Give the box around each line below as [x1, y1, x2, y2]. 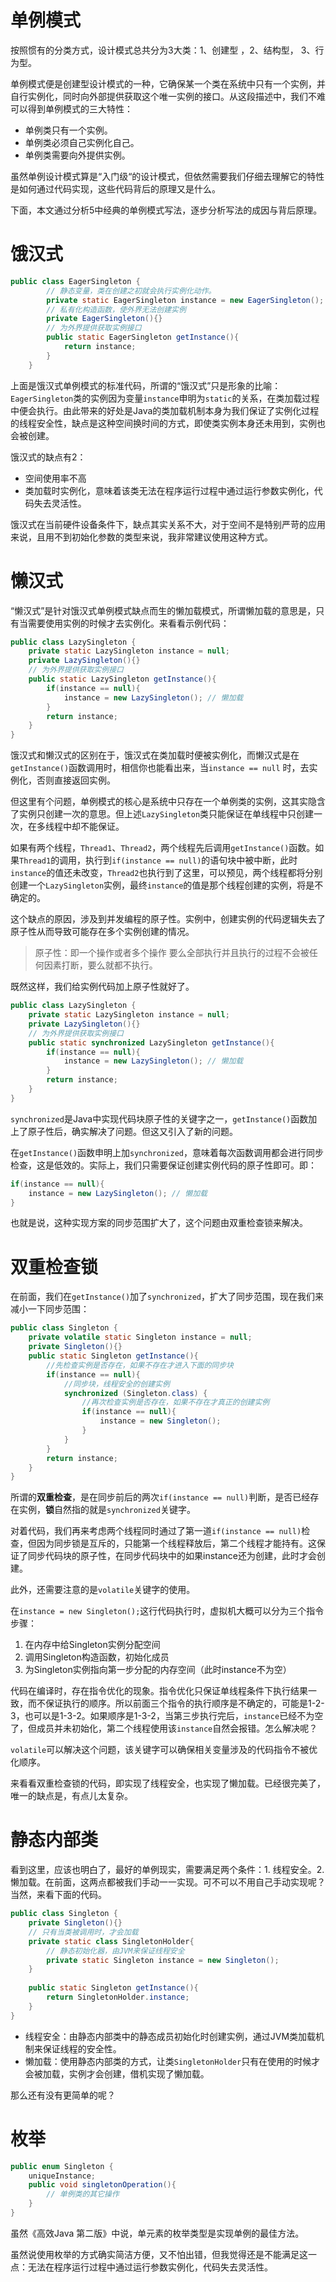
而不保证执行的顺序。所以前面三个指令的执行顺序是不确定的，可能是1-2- [27, 1697, 325, 1710]
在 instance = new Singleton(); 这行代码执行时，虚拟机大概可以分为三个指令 [10, 1605, 325, 1617]
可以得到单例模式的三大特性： [10, 102, 133, 115]
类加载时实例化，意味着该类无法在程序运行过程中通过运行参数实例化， [24, 484, 315, 496]
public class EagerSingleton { [10, 276, 141, 286]
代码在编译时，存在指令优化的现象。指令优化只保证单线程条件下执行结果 [10, 1685, 308, 1697]
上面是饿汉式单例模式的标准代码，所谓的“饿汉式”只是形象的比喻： [10, 379, 282, 391]
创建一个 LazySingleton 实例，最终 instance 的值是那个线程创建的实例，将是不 [10, 879, 324, 891]
